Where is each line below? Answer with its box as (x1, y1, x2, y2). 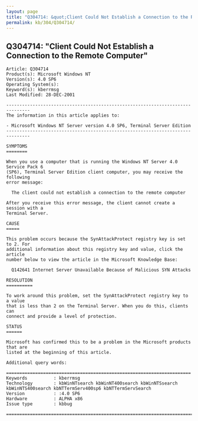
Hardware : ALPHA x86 (6, 396, 83, 402)
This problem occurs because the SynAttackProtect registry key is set (6, 236, 186, 242)
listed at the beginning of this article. (6, 350, 112, 356)
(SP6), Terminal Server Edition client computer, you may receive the (6, 169, 183, 175)
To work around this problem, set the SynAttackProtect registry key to (6, 293, 189, 299)
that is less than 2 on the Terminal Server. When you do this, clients (6, 303, 189, 309)
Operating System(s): (6, 82, 60, 88)
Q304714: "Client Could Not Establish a (6, 41, 154, 51)
